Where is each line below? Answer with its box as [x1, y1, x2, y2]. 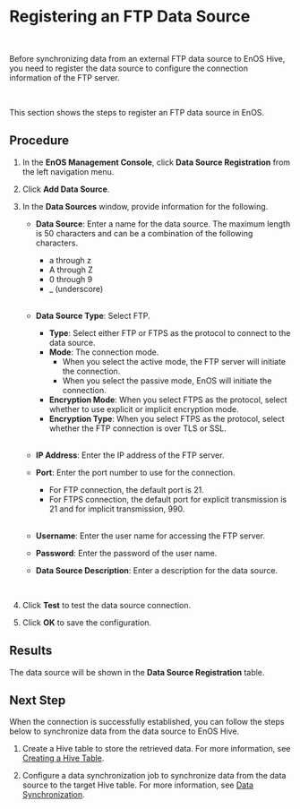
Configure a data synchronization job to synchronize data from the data [21, 770, 287, 781]
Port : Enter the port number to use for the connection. [35, 467, 236, 478]
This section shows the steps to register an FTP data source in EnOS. [9, 107, 265, 117]
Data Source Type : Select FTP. [35, 310, 150, 321]
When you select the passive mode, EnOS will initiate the [62, 374, 272, 386]
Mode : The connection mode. [48, 347, 159, 357]
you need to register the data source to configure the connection [9, 63, 249, 73]
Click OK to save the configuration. [21, 616, 152, 628]
